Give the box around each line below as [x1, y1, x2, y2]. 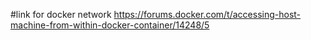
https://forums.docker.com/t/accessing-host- [113, 9, 302, 20]
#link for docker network [10, 9, 112, 20]
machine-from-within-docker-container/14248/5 [10, 19, 210, 31]
